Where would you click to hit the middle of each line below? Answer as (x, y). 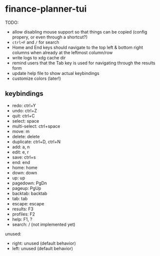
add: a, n (21, 146)
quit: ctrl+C (23, 116)
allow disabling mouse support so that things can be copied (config (80, 32)
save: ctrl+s (24, 157)
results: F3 (23, 209)
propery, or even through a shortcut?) (50, 37)
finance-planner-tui (46, 9)
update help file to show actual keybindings (56, 73)
